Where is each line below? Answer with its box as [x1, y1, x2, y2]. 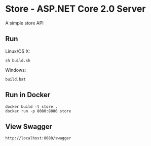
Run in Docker [5, 91, 51, 99]
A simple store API [5, 20, 44, 26]
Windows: [5, 67, 26, 73]
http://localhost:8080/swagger [5, 136, 71, 141]
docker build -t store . [5, 104, 58, 109]
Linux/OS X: [5, 48, 30, 54]
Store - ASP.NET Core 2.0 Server [5, 3, 146, 15]
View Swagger [5, 122, 52, 131]
